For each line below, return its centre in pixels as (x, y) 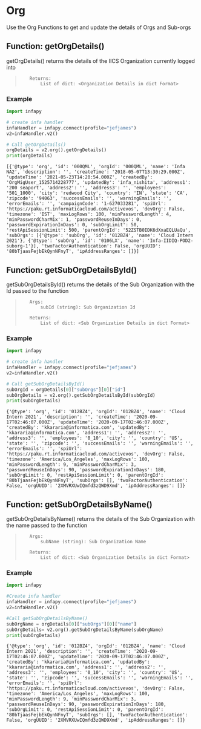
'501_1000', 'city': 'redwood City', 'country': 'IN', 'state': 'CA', (97, 193)
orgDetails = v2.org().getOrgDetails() (57, 150)
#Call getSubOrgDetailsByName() (47, 618)
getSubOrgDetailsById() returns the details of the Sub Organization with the (100, 284)
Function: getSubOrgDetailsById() (72, 270)
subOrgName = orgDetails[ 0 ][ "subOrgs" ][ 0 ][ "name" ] (71, 624)
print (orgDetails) (29, 156)
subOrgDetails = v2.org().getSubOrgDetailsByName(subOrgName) (85, 630)
